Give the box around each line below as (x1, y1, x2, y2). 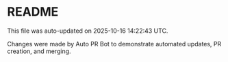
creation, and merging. (7, 47, 71, 55)
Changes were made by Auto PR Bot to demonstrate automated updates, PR (7, 40, 222, 48)
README (7, 4, 59, 20)
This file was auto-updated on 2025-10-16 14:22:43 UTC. (7, 27, 168, 35)
